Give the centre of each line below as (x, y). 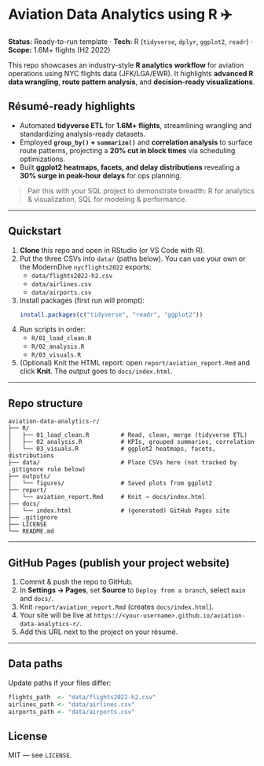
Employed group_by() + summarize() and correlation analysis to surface (136, 142)
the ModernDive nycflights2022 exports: (85, 266)
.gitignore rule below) (47, 470)
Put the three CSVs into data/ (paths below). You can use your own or (132, 258)
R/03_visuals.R (56, 355)
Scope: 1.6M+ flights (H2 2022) (59, 49)
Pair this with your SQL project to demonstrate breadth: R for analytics (141, 191)
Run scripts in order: (52, 329)
